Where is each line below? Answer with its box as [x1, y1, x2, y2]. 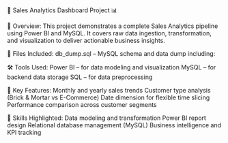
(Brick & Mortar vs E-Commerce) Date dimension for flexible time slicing [7, 93, 210, 101]
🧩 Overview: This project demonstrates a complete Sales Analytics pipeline [7, 22, 218, 30]
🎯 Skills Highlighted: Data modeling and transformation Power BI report [7, 114, 207, 122]
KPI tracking [7, 129, 42, 136]
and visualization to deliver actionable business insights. [7, 37, 166, 44]
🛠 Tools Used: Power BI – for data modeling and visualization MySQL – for [7, 63, 216, 71]
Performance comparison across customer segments [7, 101, 157, 108]
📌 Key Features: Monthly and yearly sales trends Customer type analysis [7, 86, 211, 94]
